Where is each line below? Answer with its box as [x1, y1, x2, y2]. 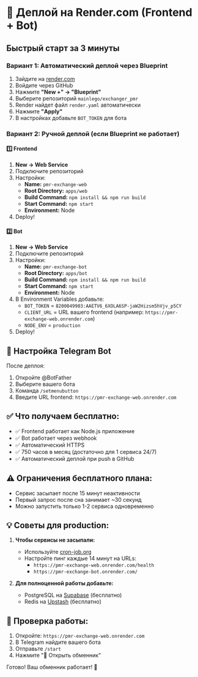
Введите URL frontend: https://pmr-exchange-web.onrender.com [15, 393, 177, 401]
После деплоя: [6, 362, 45, 369]
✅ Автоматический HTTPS [15, 441, 85, 448]
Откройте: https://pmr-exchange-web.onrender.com [15, 632, 145, 640]
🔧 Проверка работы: [6, 616, 89, 626]
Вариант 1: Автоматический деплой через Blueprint [6, 61, 168, 70]
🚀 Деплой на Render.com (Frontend [6, 6, 193, 20]
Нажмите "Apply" [15, 107, 63, 115]
